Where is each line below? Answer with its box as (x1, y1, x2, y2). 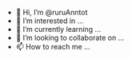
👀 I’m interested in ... (15, 16, 84, 26)
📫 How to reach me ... (15, 42, 90, 51)
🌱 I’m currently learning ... (15, 25, 102, 33)
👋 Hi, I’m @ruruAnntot (15, 8, 88, 17)
